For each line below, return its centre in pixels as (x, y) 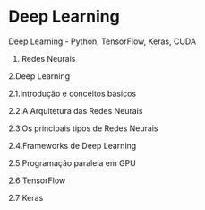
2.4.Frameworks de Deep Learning (73, 145)
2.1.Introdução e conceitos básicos (72, 93)
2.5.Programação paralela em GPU (72, 162)
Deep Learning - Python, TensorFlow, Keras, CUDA (102, 41)
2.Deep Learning (39, 76)
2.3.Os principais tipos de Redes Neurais (83, 128)
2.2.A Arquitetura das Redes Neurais (76, 110)
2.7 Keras (26, 197)
